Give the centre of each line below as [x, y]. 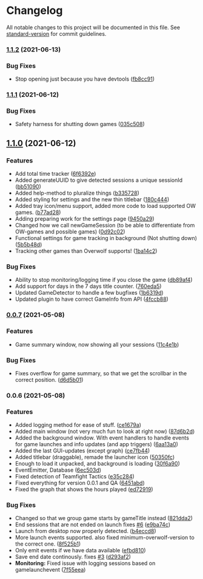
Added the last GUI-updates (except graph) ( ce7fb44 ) [82, 451]
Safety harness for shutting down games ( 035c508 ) [80, 124]
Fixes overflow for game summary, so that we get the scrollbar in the [101, 373]
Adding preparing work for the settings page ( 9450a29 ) [85, 219]
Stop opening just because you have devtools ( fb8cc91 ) [85, 79]
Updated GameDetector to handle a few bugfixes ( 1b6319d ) [89, 293]
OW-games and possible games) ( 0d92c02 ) [70, 232]
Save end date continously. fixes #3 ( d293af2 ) [73, 557]
